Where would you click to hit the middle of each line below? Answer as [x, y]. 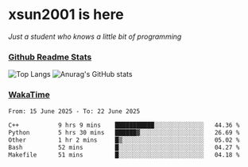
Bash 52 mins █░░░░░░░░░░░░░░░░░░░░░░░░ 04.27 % [124, 148]
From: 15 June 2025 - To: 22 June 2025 [74, 111]
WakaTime [29, 95]
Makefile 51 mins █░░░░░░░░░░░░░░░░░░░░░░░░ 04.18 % [124, 155]
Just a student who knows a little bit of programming [95, 36]
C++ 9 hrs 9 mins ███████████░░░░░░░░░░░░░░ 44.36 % [124, 125]
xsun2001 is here [66, 15]
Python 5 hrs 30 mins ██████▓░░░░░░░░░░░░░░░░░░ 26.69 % [124, 133]
